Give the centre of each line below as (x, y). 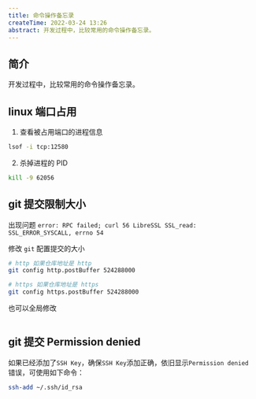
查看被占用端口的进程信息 (61, 132)
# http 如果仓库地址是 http (50, 263)
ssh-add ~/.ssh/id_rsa (45, 387)
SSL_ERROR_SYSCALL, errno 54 (56, 233)
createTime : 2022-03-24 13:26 (58, 23)
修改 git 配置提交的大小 (46, 248)
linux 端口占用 (43, 111)
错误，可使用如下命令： (46, 372)
